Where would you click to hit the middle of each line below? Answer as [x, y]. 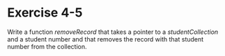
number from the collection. [47, 46]
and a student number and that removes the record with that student [106, 39]
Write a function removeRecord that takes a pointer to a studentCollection [113, 32]
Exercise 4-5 [45, 13]
